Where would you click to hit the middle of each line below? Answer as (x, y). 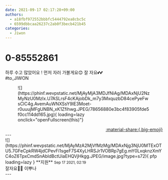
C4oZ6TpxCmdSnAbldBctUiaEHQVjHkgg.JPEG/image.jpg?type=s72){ (77, 156)
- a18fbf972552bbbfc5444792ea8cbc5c (48, 19)
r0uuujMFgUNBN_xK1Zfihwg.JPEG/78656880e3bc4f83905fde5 (83, 109)
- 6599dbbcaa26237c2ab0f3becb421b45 (48, 24)
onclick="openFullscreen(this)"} (51, 120)
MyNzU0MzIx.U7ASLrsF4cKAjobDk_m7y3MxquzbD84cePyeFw (83, 98)
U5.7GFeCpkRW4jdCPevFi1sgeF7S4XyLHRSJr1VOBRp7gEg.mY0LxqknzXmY (83, 150)
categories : (17, 29)
